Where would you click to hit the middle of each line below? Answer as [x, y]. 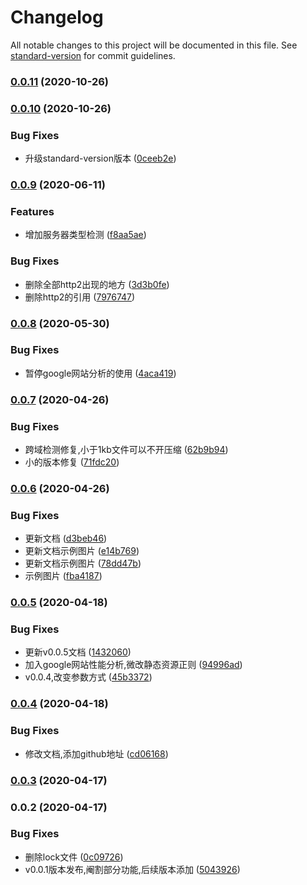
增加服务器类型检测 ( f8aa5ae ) [85, 235]
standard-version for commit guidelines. [93, 55]
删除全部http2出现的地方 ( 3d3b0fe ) [97, 284]
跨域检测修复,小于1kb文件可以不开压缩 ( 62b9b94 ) [126, 450]
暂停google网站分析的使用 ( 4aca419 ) [100, 373]
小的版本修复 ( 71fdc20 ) [72, 462]
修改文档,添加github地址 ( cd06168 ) [96, 753]
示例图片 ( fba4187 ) [63, 576]
